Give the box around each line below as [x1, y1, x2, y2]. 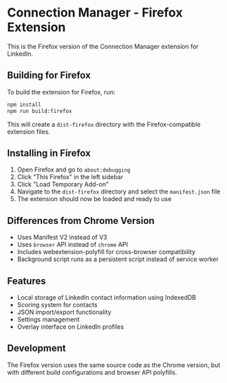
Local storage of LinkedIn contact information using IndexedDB [17, 293, 196, 301]
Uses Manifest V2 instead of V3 [17, 233, 108, 242]
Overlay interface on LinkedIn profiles [17, 322, 125, 331]
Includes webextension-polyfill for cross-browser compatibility [17, 248, 196, 256]
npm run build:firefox [7, 107, 72, 114]
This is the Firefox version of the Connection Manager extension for [7, 42, 199, 50]
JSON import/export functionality [17, 308, 111, 316]
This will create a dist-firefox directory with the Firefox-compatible [7, 120, 201, 128]
